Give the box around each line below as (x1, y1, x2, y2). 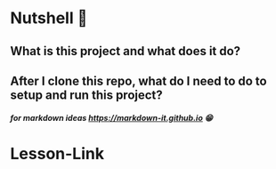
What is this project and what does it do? (10, 44, 241, 59)
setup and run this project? (10, 87, 163, 102)
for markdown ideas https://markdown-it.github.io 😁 (10, 112, 213, 123)
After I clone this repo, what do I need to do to (10, 73, 267, 88)
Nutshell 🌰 (10, 8, 88, 28)
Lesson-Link (10, 143, 105, 164)
